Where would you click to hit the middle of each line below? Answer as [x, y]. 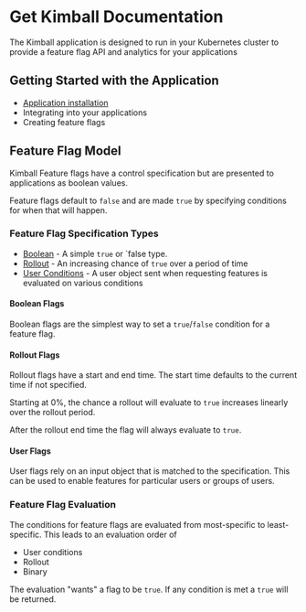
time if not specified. [48, 385]
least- [278, 524]
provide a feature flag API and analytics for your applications [123, 51]
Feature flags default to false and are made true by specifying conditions [148, 200]
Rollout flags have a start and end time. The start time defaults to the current [153, 375]
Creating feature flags [64, 122]
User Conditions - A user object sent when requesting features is [145, 273]
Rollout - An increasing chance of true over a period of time [135, 263]
